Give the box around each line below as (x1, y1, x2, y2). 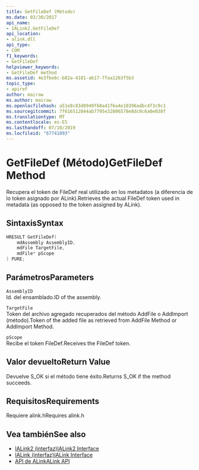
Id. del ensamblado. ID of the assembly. (6, 293, 102, 300)
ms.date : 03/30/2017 (6, 14, 58, 20)
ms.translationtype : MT (6, 114, 65, 120)
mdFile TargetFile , (17, 245, 65, 251)
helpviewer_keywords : (6, 64, 60, 70)
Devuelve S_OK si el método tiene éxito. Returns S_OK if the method (6, 372, 171, 380)
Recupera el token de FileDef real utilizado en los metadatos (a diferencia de (6, 188, 193, 195)
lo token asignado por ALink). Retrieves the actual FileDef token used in (6, 195, 180, 202)
